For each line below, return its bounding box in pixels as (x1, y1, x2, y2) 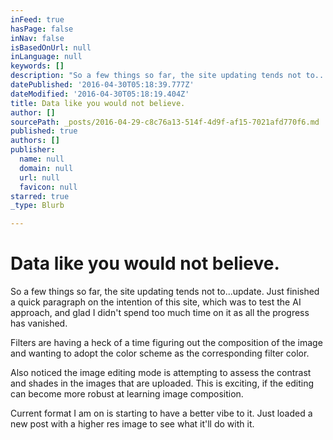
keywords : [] (10, 61, 65, 71)
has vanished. (10, 317, 68, 330)
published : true (10, 126, 78, 136)
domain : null (19, 163, 74, 173)
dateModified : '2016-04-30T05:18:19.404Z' (10, 89, 190, 99)
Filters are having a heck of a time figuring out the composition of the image (10, 337, 323, 349)
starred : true (10, 191, 70, 201)
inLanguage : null (10, 52, 83, 62)
